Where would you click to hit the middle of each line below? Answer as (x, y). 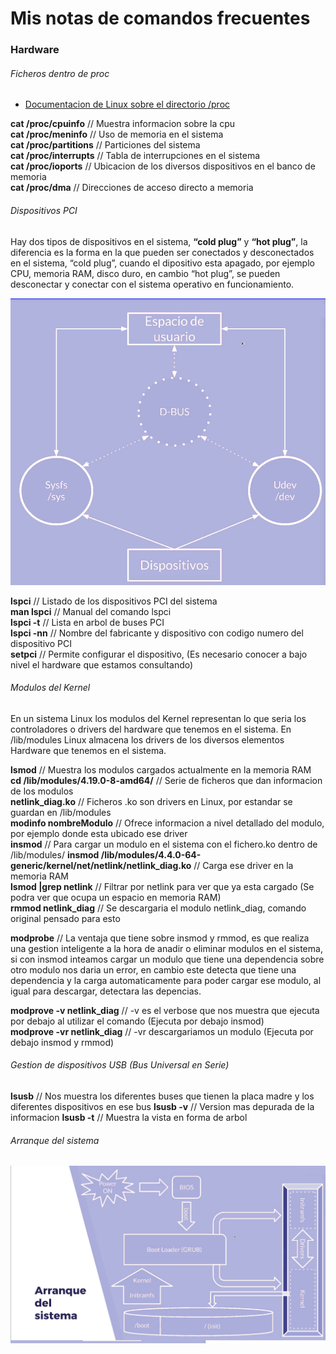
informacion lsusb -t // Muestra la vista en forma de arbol (129, 1117)
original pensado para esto (65, 918)
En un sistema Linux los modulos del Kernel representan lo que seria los (158, 718)
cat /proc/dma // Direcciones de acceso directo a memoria (132, 188)
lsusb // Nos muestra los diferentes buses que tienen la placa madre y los (162, 1096)
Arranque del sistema (55, 1140)
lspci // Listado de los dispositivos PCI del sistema (114, 601)
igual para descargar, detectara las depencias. (106, 991)
